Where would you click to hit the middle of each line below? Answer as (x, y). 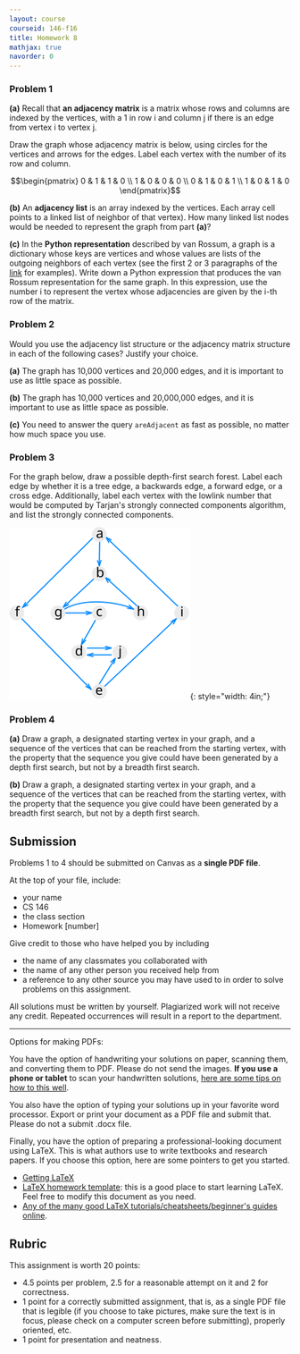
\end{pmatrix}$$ (150, 190)
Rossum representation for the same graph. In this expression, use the (138, 283)
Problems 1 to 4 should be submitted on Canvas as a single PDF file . (135, 863)
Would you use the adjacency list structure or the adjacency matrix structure (150, 343)
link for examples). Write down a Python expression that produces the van (146, 273)
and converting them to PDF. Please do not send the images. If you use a (144, 1069)
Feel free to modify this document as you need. (109, 1197)
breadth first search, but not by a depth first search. (105, 813)
